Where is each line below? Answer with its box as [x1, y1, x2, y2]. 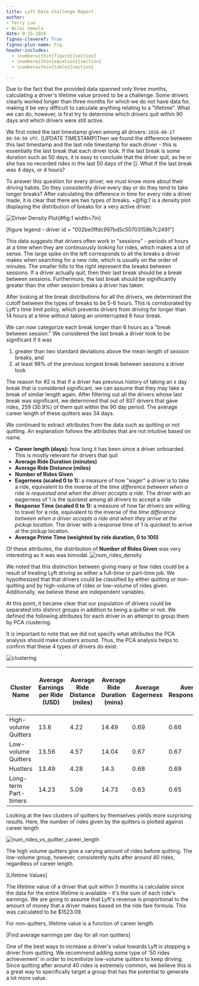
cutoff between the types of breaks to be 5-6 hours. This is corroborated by [6, 299, 192, 306]
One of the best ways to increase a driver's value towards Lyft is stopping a [6, 943, 191, 950]
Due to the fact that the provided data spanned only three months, [6, 86, 168, 93]
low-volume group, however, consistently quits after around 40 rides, [6, 854, 175, 861]
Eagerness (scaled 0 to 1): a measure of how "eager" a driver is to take [14, 477, 190, 484]
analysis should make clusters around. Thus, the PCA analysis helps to [6, 637, 179, 644]
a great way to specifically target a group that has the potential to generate [6, 968, 189, 975]
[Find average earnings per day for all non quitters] [6, 931, 131, 938]
